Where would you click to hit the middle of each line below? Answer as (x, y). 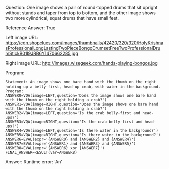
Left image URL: (22, 37)
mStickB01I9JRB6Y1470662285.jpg (42, 53)
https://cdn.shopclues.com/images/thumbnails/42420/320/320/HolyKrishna (84, 43)
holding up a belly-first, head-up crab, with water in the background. (83, 87)
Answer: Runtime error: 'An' (34, 162)
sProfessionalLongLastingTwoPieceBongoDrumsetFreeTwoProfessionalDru (83, 48)
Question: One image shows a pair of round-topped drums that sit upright (81, 7)
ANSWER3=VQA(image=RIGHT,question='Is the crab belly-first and (74, 122)
